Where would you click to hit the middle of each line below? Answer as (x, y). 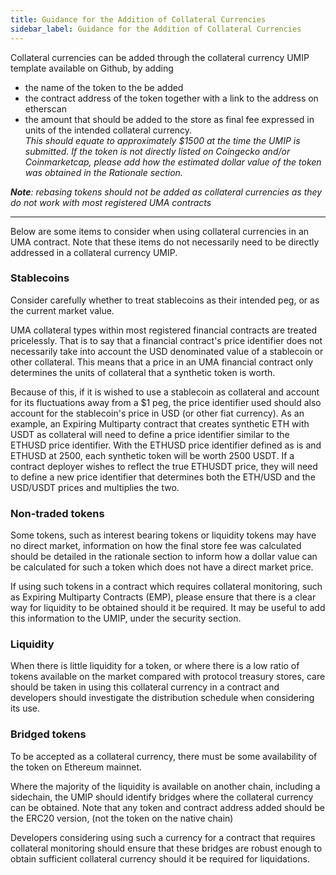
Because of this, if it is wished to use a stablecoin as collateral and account (165, 392)
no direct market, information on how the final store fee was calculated (156, 546)
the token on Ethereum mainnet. (76, 767)
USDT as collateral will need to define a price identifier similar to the (150, 434)
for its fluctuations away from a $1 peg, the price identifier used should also (166, 402)
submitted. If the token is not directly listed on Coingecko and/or (157, 151)
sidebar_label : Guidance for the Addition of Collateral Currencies (156, 29)
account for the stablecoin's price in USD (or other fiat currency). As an (157, 413)
